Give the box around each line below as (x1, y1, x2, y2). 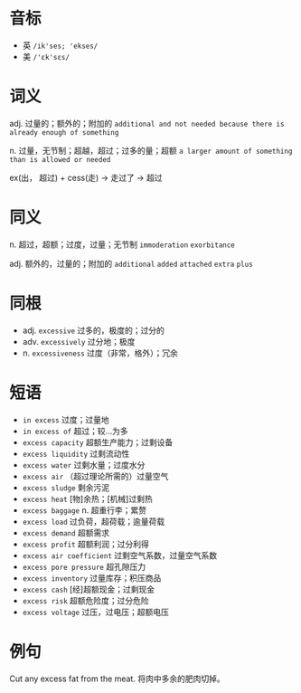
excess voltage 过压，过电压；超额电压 (22, 606, 169, 617)
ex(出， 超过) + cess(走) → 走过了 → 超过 (9, 172, 163, 183)
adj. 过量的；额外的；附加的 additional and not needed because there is (9, 118, 285, 128)
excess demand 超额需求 (22, 527, 110, 538)
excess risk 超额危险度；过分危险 (22, 594, 149, 606)
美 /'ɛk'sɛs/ (22, 51, 71, 62)
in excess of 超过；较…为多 (22, 425, 128, 436)
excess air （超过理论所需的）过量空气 (22, 470, 169, 481)
